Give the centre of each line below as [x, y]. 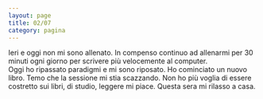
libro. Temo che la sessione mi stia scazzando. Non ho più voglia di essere [130, 78]
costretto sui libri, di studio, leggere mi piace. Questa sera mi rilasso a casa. [132, 86]
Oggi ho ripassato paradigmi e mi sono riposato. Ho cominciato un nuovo [128, 70]
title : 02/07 [30, 23]
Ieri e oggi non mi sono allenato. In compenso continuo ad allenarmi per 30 [131, 53]
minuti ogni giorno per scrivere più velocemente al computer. [108, 61]
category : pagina [37, 30]
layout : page [30, 15]
